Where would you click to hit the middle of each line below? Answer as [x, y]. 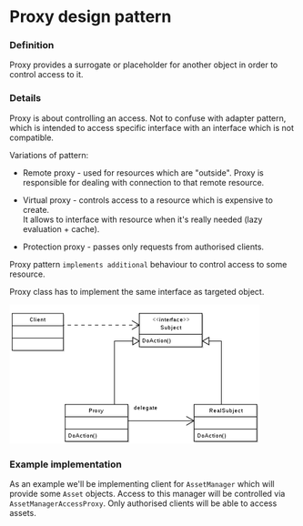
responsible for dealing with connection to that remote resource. [143, 182]
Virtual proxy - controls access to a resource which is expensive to [147, 200]
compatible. [32, 137]
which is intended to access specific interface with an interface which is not [151, 127]
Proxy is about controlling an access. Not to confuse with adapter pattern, [148, 118]
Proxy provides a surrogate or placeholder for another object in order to [144, 65]
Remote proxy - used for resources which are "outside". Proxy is [143, 172]
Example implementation [66, 464]
